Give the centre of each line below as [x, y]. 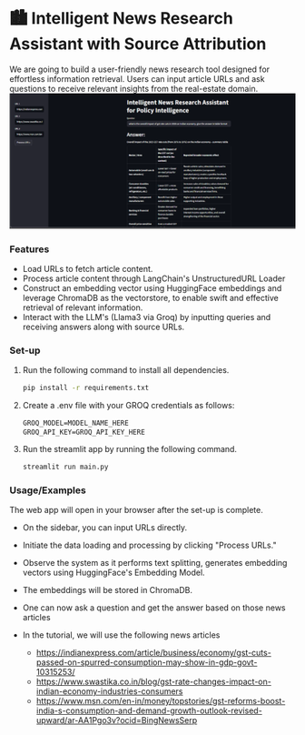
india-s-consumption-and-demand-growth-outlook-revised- [149, 710]
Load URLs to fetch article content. [88, 268]
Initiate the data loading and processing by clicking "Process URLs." [149, 545]
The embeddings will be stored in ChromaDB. [108, 590]
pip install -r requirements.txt [86, 388]
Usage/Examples [48, 490]
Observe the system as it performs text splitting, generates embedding [155, 563]
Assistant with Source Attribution [138, 44]
